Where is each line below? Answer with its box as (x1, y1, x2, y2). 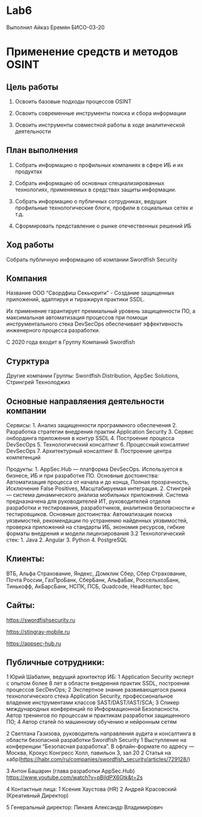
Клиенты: (6, 554, 45, 564)
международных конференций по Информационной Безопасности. (6, 706, 180, 713)
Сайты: (6, 600, 35, 611)
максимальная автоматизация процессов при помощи (6, 314, 148, 321)
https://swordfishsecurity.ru (6, 616, 75, 623)
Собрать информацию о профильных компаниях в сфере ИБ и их (14, 161, 184, 168)
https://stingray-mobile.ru (6, 628, 71, 635)
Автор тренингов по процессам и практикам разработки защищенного (6, 712, 190, 719)
